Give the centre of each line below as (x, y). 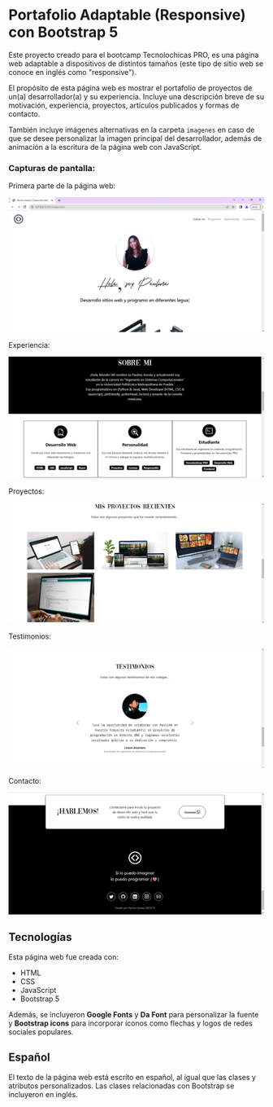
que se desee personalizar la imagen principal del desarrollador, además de (135, 138)
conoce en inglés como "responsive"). (72, 72)
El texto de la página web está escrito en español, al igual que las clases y (132, 1077)
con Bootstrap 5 (63, 32)
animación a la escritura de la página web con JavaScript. (105, 147)
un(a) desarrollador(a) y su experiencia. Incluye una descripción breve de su (136, 96)
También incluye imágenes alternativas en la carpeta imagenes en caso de (132, 130)
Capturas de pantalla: (52, 168)
